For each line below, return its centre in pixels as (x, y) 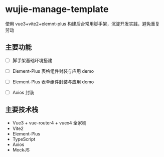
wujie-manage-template (57, 9)
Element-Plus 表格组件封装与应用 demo (53, 71)
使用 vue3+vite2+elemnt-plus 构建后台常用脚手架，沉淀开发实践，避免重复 (83, 24)
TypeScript (24, 139)
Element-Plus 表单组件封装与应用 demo (53, 82)
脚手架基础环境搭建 (32, 60)
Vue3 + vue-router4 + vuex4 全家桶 (49, 123)
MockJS (21, 149)
